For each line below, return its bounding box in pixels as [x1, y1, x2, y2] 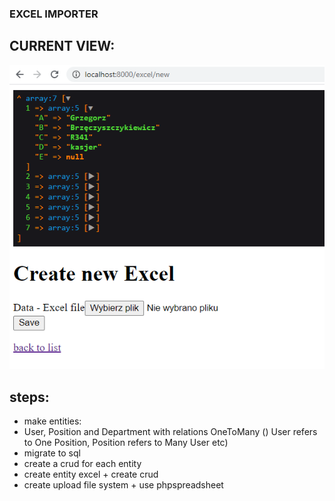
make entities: [23, 415, 82, 427]
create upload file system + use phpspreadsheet [23, 479, 224, 491]
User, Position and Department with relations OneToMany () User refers [23, 426, 318, 438]
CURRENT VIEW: [9, 38, 116, 55]
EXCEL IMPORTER [9, 7, 99, 21]
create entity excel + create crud [23, 468, 159, 481]
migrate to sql [23, 447, 81, 459]
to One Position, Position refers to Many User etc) [23, 437, 229, 449]
